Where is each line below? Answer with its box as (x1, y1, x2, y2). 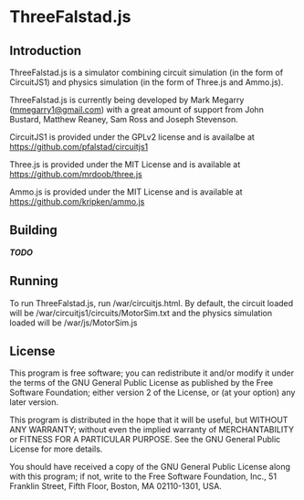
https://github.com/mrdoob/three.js (9, 169, 143, 179)
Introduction (9, 43, 82, 59)
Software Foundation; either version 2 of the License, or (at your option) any (9, 387, 296, 399)
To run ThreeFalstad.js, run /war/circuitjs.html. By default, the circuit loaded (9, 297, 294, 308)
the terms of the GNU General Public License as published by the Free (9, 378, 274, 388)
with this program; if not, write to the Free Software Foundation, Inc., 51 (9, 471, 277, 482)
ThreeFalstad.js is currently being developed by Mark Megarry (9, 94, 245, 105)
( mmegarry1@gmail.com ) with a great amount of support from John (9, 104, 265, 115)
